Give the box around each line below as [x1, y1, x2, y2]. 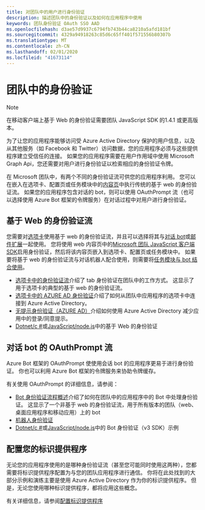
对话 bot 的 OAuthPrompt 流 [6, 342, 113, 352]
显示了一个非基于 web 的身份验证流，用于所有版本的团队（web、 [32, 401, 197, 408]
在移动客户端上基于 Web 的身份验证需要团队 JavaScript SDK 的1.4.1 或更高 [6, 116, 193, 123]
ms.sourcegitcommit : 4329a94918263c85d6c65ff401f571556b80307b [6, 32, 171, 38]
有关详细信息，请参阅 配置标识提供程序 [6, 497, 103, 504]
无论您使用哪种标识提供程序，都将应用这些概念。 [17, 484, 141, 491]
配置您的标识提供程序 [6, 444, 87, 454]
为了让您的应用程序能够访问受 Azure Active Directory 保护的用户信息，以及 [6, 137, 195, 144]
